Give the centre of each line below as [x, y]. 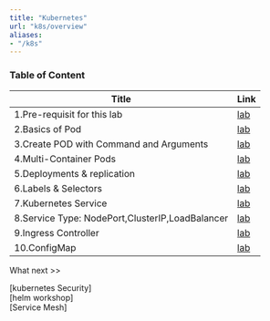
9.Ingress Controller [57, 233]
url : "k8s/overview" [49, 26]
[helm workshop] [42, 297]
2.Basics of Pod [48, 129]
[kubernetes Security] [51, 287]
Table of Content [47, 76]
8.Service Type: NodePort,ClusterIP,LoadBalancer [121, 218]
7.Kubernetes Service [61, 203]
